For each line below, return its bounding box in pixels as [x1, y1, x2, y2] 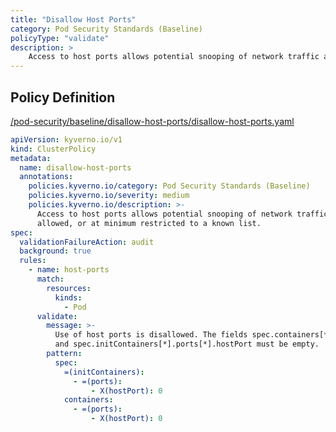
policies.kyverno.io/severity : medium [28, 191, 190, 201]
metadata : [10, 153, 52, 163]
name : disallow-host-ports [19, 162, 132, 173]
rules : [19, 256, 47, 266]
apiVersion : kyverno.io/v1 [10, 134, 123, 145]
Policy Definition [10, 89, 116, 106]
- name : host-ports [28, 265, 110, 275]
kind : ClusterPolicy [10, 144, 97, 154]
